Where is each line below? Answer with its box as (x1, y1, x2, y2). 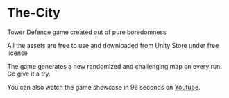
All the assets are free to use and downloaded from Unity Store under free (7, 41, 219, 49)
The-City (7, 5, 60, 21)
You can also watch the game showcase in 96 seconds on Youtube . (7, 83, 201, 91)
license (7, 49, 28, 57)
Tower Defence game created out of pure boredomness (7, 28, 167, 36)
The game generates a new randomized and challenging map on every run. (7, 62, 222, 70)
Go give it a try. (7, 70, 51, 78)
